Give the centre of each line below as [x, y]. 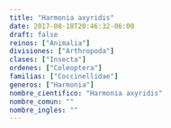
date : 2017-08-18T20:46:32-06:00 [72, 26]
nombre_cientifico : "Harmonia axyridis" [86, 93]
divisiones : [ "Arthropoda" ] [62, 51]
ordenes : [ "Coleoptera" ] [56, 69]
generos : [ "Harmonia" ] [52, 85]
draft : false [34, 34]
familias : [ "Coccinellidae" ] [64, 77]
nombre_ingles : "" [44, 110]
